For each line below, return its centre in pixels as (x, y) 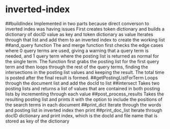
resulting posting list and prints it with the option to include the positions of (84, 99)
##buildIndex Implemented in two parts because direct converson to (77, 23)
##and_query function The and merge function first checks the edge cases (84, 45)
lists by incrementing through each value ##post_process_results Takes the (85, 94)
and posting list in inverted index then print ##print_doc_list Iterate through (84, 110)
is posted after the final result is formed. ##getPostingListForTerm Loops (82, 78)
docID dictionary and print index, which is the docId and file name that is (81, 115)
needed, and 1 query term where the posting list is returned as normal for (82, 56)
